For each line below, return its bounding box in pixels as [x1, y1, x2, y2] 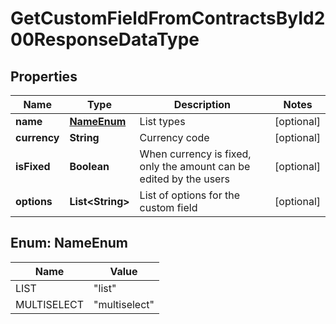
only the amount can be [139, 160, 251, 173]
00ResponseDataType [10, 28, 200, 51]
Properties [10, 68, 78, 85]
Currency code [139, 131, 210, 144]
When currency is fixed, [139, 147, 252, 161]
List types [139, 115, 186, 128]
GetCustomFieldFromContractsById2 [10, 7, 326, 30]
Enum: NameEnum [10, 235, 128, 252]
